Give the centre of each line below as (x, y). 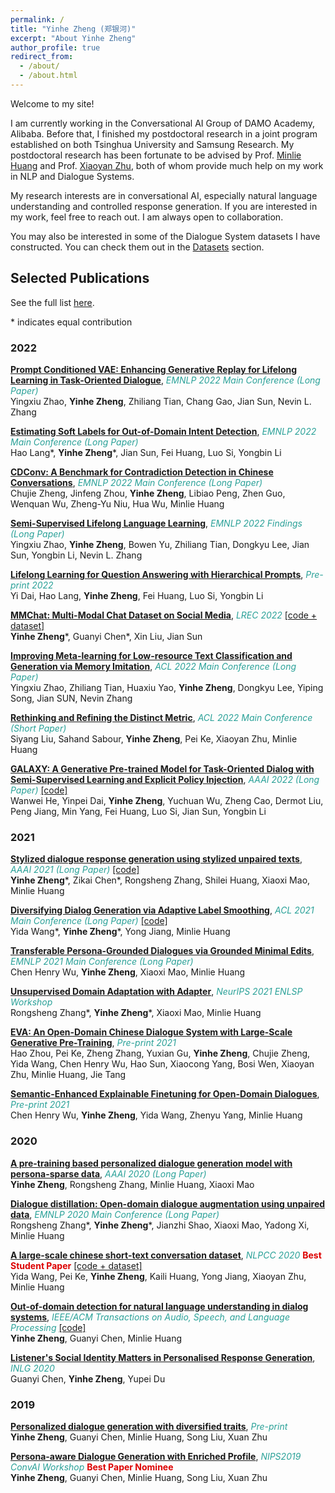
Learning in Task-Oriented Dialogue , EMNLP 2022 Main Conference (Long (165, 380)
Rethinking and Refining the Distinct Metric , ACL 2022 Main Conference (161, 717)
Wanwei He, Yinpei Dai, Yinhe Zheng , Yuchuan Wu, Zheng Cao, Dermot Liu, (167, 800)
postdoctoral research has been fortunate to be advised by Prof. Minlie (156, 155)
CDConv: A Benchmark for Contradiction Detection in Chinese (142, 472)
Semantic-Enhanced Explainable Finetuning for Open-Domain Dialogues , (165, 1094)
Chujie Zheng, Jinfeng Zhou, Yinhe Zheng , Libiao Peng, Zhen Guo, (148, 493)
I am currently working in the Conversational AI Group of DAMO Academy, (162, 123)
